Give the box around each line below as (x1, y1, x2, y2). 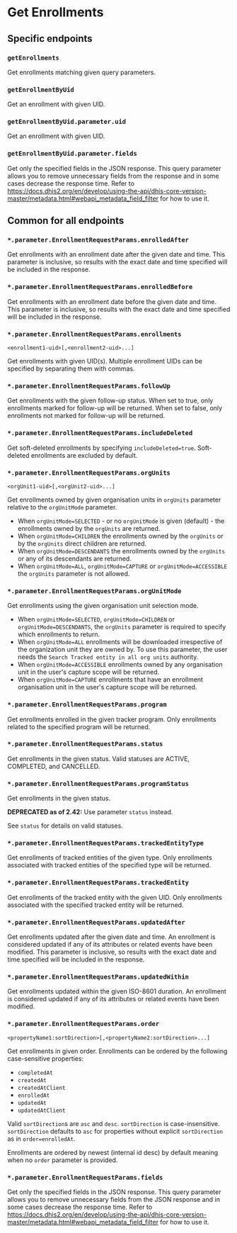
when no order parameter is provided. (7, 1156, 118, 1164)
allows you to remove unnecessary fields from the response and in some (7, 171, 219, 180)
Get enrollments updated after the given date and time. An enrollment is (7, 933, 216, 941)
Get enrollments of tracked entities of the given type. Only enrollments (7, 853, 212, 862)
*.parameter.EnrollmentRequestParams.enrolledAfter (7, 236, 190, 244)
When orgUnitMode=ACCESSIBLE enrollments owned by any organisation (17, 660, 223, 669)
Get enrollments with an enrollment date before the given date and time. (7, 297, 217, 305)
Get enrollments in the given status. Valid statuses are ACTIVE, (7, 754, 190, 762)
